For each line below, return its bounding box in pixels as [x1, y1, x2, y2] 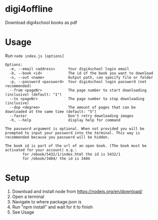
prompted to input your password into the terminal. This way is [5, 130, 140, 135]
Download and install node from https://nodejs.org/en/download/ [12, 188, 142, 194]
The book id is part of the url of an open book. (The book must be [5, 143, 147, 148]
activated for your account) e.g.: [5, 147, 77, 152]
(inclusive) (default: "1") [5, 92, 62, 97]
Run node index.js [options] [5, 53, 65, 59]
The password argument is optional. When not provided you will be [5, 126, 145, 131]
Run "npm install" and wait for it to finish [12, 204, 93, 210]
